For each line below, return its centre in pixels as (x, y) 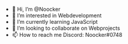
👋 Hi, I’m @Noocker (36, 9)
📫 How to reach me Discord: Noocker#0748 (67, 35)
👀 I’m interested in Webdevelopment (57, 15)
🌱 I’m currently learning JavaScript (55, 22)
